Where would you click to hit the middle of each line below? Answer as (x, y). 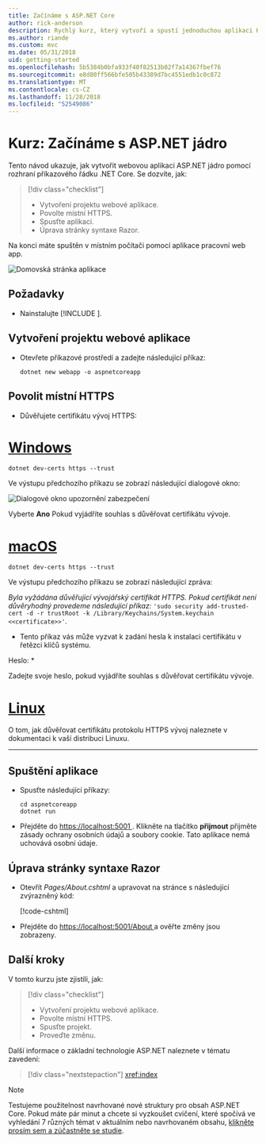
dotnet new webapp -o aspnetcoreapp (80, 372)
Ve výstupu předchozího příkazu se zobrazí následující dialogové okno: (124, 483)
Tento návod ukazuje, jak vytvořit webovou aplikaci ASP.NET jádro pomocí (129, 166)
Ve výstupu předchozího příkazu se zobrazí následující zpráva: (110, 582)
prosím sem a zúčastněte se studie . (66, 1130)
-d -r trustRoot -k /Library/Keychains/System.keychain (120, 614)
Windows (40, 448)
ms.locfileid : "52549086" (51, 104)
